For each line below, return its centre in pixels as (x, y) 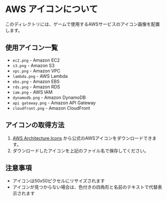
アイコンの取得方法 (35, 125)
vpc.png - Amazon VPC (36, 71)
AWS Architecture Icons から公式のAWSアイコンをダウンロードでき (82, 138)
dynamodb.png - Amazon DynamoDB (49, 97)
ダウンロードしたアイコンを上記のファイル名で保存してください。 (81, 150)
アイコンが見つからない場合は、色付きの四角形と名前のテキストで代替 (85, 187)
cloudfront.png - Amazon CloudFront (51, 108)
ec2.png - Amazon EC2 (36, 60)
